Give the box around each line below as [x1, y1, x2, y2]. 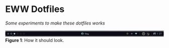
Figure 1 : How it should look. [5, 37, 64, 43]
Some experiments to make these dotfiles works [5, 20, 105, 26]
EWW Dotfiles [5, 3, 65, 15]
